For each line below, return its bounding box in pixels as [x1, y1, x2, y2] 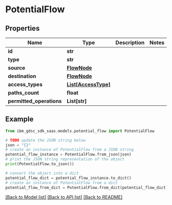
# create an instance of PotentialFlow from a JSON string [5, 147, 134, 152]
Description [115, 39, 145, 46]
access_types [8, 81, 42, 88]
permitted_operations [8, 98, 62, 104]
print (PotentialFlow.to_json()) [5, 162, 74, 167]
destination [8, 73, 36, 80]
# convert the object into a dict [5, 170, 79, 176]
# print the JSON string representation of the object [5, 157, 125, 162]
